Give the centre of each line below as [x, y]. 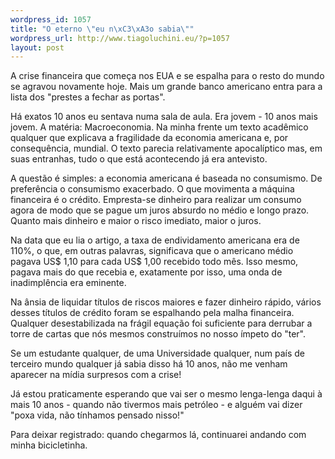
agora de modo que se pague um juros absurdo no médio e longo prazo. [160, 210]
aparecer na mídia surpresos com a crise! [96, 375]
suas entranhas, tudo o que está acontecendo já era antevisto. [139, 159]
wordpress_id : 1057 [51, 19]
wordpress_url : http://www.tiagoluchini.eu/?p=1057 [120, 38]
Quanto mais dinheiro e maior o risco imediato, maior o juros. [136, 221]
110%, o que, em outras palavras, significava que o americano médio [152, 251]
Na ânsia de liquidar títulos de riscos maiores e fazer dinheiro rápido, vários [166, 302]
